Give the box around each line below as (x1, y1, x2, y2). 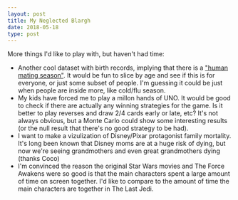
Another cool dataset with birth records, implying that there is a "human (17, 63, 229, 72)
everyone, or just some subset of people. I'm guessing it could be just (17, 79, 223, 88)
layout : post (7, 10, 46, 18)
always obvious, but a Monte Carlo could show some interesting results (17, 117, 228, 125)
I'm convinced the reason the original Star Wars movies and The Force (17, 162, 225, 171)
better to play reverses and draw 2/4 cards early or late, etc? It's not (17, 109, 219, 117)
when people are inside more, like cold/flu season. (17, 86, 166, 95)
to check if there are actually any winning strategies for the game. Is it (17, 101, 223, 110)
